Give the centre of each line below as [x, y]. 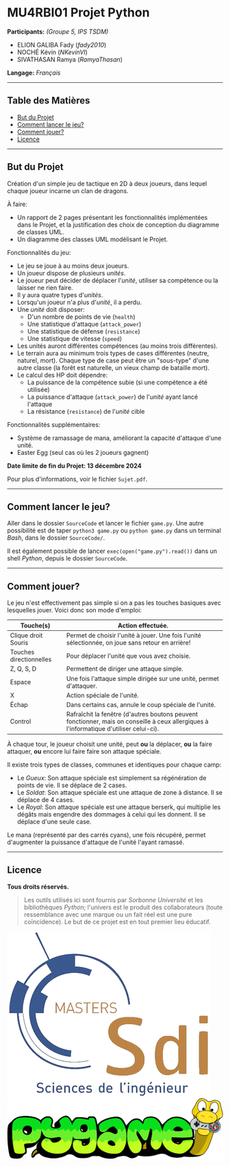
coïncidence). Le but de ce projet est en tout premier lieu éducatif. [117, 921]
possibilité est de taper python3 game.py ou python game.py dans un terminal [114, 531]
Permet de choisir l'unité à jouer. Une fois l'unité [134, 635]
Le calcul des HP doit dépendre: [62, 375]
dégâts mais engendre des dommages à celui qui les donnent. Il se [111, 814]
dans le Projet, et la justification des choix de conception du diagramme [118, 225]
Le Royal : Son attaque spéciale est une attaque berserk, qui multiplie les [119, 807]
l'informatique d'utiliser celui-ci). [113, 729]
